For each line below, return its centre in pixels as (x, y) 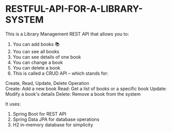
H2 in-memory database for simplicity (53, 125)
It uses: (13, 104)
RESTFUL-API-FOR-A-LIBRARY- (74, 9)
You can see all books (36, 51)
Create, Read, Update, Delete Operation (47, 83)
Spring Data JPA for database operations (56, 119)
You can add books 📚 (36, 44)
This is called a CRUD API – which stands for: (61, 73)
